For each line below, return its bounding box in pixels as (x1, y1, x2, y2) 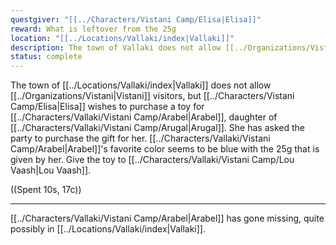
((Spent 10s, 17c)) (10, 184, 82, 196)
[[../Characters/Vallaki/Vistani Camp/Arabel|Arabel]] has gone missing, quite (10, 212, 325, 225)
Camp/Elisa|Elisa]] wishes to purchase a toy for (10, 101, 205, 113)
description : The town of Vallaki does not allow (10, 42, 222, 53)
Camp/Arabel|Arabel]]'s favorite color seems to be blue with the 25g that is (10, 143, 320, 155)
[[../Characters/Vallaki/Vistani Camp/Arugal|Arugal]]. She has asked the (10, 122, 305, 134)
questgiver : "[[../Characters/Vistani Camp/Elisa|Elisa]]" (10, 14, 262, 25)
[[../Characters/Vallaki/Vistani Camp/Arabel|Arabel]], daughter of (10, 111, 278, 123)
